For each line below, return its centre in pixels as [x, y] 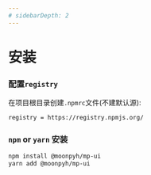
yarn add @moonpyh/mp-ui [49, 164]
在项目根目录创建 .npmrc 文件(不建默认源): [75, 103]
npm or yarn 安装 [38, 139]
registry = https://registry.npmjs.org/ [76, 118]
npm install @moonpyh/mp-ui [55, 156]
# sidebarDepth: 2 [39, 15]
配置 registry [33, 84]
